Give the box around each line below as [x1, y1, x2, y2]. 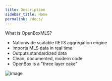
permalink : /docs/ [5, 16, 43, 21]
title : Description [5, 7, 46, 12]
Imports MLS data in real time [12, 45, 73, 51]
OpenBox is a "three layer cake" [12, 61, 78, 67]
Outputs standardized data [12, 50, 67, 56]
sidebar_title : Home [5, 12, 48, 17]
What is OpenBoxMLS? [5, 30, 52, 36]
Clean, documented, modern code [12, 56, 83, 62]
